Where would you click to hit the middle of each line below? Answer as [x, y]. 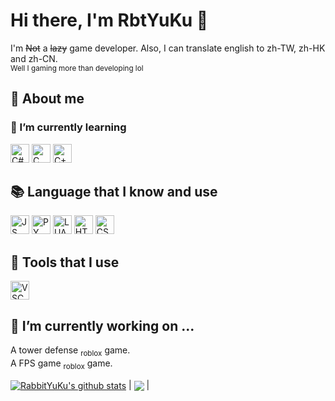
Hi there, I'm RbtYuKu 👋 [109, 20]
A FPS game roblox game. [61, 364]
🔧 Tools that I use [65, 262]
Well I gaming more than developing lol [77, 68]
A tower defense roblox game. [70, 351]
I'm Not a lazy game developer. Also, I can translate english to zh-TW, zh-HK [168, 48]
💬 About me [47, 99]
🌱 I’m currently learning [68, 127]
